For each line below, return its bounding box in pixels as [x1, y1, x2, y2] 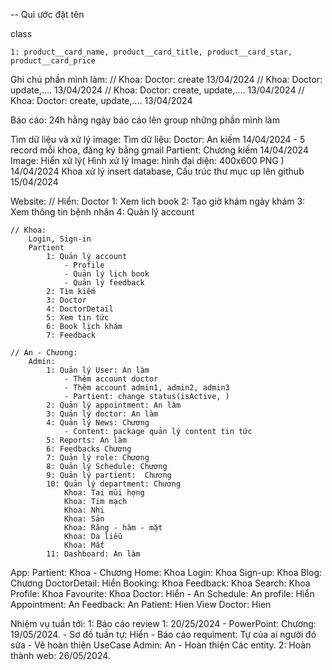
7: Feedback [46, 330, 97, 340]
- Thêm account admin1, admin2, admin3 [63, 383, 230, 393]
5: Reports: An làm [46, 435, 128, 445]
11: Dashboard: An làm [46, 549, 141, 559]
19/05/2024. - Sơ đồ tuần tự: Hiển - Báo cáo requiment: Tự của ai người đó [10, 629, 317, 640]
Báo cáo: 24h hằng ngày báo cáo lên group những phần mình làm [10, 114, 280, 126]
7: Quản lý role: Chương [46, 453, 150, 463]
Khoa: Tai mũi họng [63, 488, 145, 498]
